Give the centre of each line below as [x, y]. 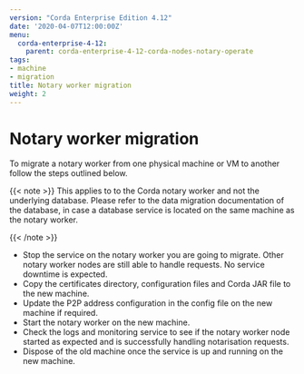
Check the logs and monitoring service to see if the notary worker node [156, 332]
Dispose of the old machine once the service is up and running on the [153, 351]
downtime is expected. [65, 274]
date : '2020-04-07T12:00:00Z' [67, 26]
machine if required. [60, 313]
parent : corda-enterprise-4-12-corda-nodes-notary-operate [140, 52]
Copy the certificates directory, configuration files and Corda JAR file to [157, 284]
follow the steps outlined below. [69, 173]
